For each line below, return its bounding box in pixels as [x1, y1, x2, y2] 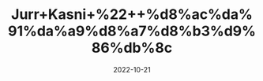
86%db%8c [91, 39, 173, 57]
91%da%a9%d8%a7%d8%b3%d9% [8, 22, 256, 40]
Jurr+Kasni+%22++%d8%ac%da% [10, 6, 254, 24]
